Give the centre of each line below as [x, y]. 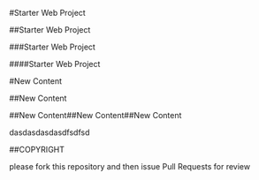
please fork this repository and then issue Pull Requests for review [129, 166]
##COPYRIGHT [37, 150]
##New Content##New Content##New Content [95, 115]
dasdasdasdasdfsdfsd [50, 132]
